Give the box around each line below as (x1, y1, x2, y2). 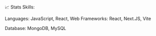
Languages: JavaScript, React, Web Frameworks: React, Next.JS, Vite (5, 15, 151, 21)
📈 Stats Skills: (5, 4, 35, 10)
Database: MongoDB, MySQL (5, 25, 67, 31)
